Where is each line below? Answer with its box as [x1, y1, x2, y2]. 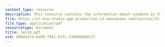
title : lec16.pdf [5, 30, 41, 35]
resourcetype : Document [5, 25, 54, 30]
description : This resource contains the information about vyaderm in [5, 12, 155, 17]
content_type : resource [5, 7, 54, 12]
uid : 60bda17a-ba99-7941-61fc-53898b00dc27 [5, 35, 96, 40]
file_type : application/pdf [5, 21, 63, 26]
